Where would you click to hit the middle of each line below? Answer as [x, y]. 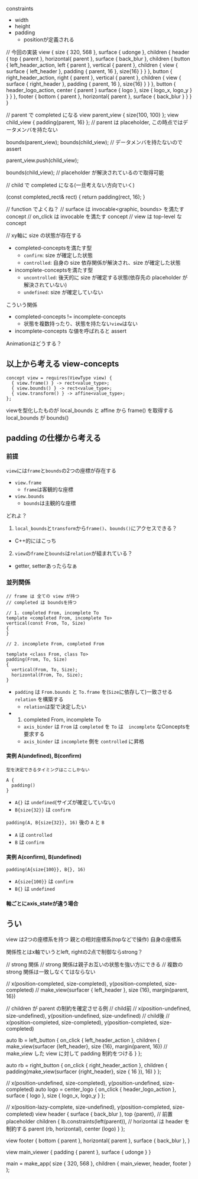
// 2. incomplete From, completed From [55, 644]
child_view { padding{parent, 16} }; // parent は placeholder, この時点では [95, 122]
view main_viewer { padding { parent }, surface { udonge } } [79, 1152]
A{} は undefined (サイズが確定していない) [65, 802]
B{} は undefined [35, 889]
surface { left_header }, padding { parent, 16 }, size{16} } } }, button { [89, 71]
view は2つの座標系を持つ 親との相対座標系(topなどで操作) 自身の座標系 [94, 939]
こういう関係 [22, 305]
